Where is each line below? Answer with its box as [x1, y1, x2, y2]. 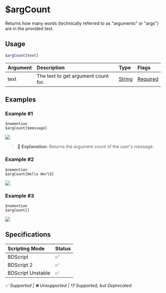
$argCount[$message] [5, 126, 48, 131]
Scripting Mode [7, 245, 45, 252]
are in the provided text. [5, 25, 54, 31]
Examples [5, 95, 36, 104]
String [118, 76, 133, 83]
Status [55, 245, 71, 252]
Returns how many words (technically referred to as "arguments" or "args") [5, 20, 159, 26]
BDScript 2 [7, 261, 33, 268]
